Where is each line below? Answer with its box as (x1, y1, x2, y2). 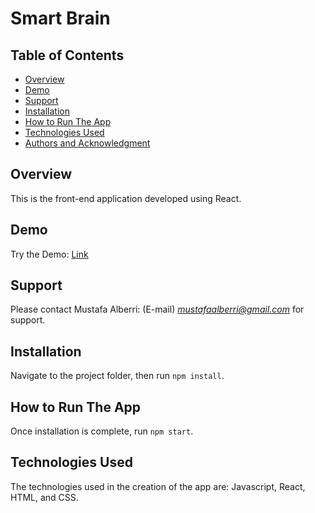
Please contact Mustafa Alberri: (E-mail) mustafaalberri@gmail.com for (10, 303, 305, 316)
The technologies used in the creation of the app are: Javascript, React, (10, 480, 306, 492)
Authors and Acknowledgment (24, 137, 151, 149)
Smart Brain (10, 7, 111, 30)
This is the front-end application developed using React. (10, 192, 242, 204)
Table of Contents (10, 47, 125, 64)
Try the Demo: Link (10, 248, 89, 260)
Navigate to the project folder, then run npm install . (10, 370, 225, 382)
